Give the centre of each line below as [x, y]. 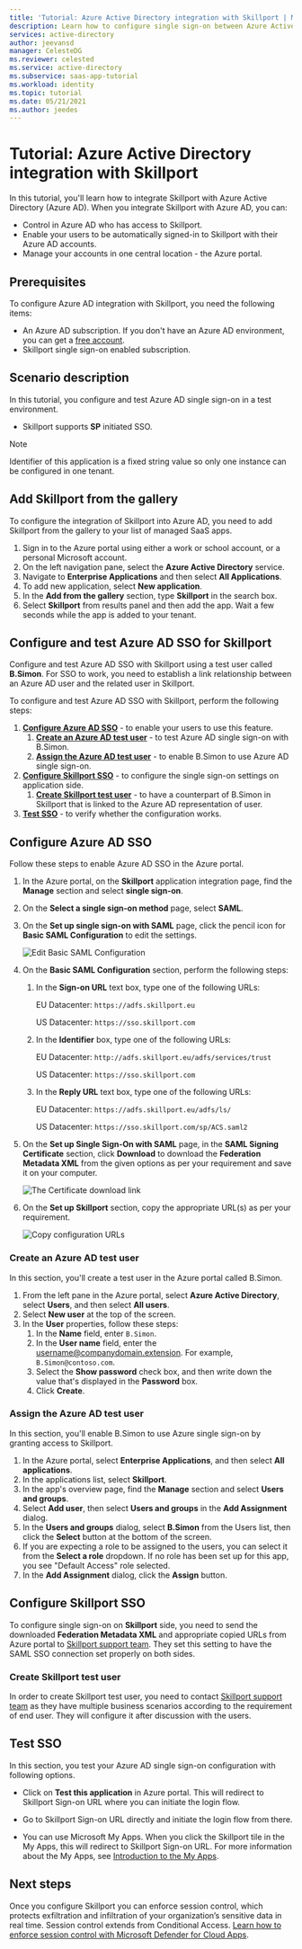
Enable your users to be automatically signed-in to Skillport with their [150, 235]
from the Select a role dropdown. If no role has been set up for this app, [155, 1555]
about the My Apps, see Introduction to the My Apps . [120, 1856]
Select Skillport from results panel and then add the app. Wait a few [148, 605]
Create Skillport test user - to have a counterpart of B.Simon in [153, 795]
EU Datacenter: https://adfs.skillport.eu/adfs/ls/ [133, 1109]
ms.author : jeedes [44, 110]
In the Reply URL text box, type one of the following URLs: [143, 1092]
